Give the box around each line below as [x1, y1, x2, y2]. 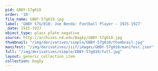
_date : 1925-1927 [5, 26, 42, 31]
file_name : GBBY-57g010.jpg [5, 16, 64, 21]
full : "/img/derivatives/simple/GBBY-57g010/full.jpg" [5, 49, 122, 54]
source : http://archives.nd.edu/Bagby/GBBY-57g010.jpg [5, 35, 122, 40]
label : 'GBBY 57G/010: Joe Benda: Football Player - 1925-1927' [5, 21, 142, 26]
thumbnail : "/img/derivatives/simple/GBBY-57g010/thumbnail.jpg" [5, 40, 144, 45]
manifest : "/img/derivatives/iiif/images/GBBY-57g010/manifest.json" [5, 44, 154, 49]
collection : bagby [5, 58, 44, 63]
